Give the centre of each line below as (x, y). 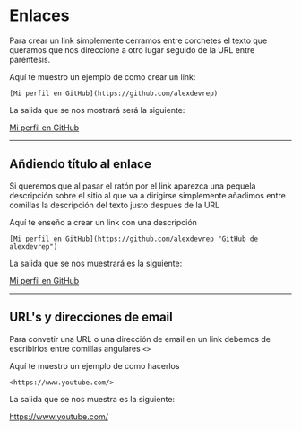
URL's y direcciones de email (91, 317)
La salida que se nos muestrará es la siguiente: (96, 263)
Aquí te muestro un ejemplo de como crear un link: (103, 76)
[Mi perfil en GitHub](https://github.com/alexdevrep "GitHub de (133, 239)
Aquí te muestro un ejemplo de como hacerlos (95, 365)
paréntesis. (30, 59)
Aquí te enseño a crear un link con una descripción (103, 222)
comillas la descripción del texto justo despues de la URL (115, 205)
